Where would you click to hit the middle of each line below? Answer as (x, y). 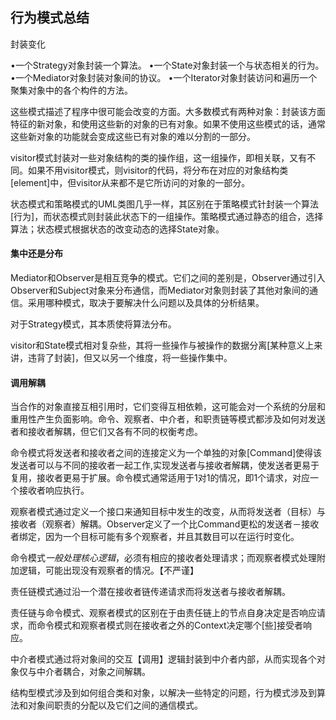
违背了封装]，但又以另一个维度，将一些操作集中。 (130, 358)
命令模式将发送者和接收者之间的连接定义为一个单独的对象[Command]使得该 (166, 453)
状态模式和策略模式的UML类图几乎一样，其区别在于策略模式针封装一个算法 (164, 204)
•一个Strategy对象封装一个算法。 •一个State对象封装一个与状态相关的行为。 (167, 65)
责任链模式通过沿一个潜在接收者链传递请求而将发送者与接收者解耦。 (150, 592)
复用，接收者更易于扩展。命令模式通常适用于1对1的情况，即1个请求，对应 (160, 478)
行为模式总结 (50, 18)
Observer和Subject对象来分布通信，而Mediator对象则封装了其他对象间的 (160, 290)
